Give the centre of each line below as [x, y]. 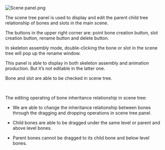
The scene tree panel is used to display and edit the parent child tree [77, 17]
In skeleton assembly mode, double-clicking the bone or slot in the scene [81, 48]
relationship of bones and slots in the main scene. [57, 23]
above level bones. [32, 128]
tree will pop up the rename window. [43, 53]
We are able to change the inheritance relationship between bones [82, 108]
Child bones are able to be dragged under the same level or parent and [86, 123]
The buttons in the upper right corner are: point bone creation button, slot [81, 33]
